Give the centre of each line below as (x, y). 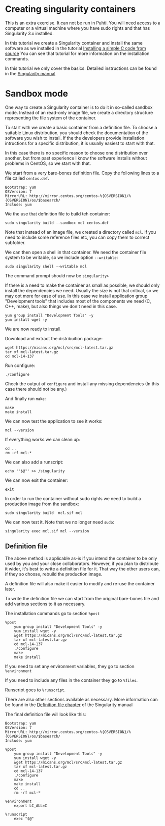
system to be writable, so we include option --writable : (62, 257)
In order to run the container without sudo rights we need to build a (73, 498)
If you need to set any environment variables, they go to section (70, 666)
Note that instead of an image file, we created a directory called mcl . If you (81, 232)
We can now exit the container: (36, 480)
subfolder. (15, 242)
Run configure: (20, 365)
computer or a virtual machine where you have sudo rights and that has (78, 28)
